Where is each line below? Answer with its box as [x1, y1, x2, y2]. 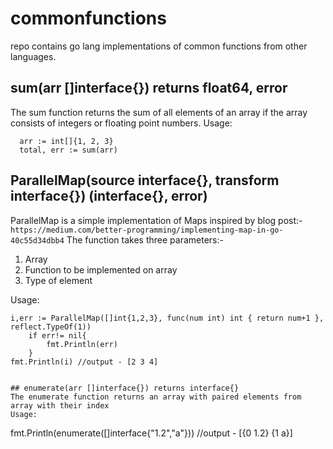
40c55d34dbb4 [10, 235, 65, 246]
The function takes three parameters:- [66, 233, 224, 246]
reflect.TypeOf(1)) [10, 322, 92, 332]
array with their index [10, 400, 110, 411]
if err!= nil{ [28, 330, 87, 341]
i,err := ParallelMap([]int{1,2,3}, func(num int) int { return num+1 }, [10, 313, 325, 323]
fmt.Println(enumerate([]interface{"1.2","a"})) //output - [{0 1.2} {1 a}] [10, 427, 293, 439]
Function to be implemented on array [24, 263, 178, 276]
